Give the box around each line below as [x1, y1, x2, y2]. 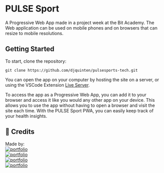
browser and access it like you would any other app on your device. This [5, 97, 155, 103]
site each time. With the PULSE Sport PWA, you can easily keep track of [5, 107, 154, 113]
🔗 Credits [5, 127, 35, 136]
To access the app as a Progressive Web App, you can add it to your [5, 91, 147, 98]
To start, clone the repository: [5, 58, 67, 64]
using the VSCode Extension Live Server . [5, 82, 90, 88]
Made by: [5, 141, 25, 147]
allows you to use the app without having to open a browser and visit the [5, 102, 155, 108]
